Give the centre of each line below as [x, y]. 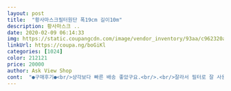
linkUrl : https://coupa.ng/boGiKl [57, 45]
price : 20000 [26, 64]
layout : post [26, 13]
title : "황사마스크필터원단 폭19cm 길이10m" [65, 20]
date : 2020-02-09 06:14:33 [46, 32]
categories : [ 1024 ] [35, 52]
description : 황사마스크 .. [44, 26]
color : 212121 [27, 58]
